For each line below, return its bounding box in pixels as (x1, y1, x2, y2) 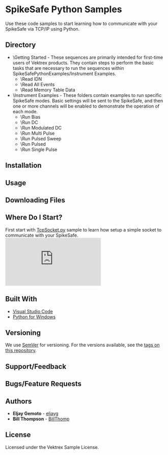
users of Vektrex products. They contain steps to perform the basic (12, 60, 154, 66)
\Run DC (20, 119, 38, 125)
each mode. (12, 108, 38, 114)
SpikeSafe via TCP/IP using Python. (5, 26, 80, 32)
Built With (5, 295, 37, 304)
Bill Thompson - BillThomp (12, 416, 70, 422)
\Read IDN (20, 75, 42, 82)
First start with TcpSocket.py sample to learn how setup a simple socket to (5, 226, 162, 233)
